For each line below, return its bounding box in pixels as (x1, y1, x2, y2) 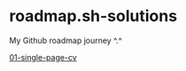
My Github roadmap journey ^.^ (9, 35, 122, 46)
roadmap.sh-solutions (9, 6, 178, 26)
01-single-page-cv (9, 52, 77, 62)
